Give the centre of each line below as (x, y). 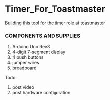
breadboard (24, 68)
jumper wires (26, 63)
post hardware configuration (41, 93)
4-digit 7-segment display (39, 52)
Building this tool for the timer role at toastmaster (55, 23)
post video (23, 87)
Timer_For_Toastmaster (55, 9)
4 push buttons (28, 57)
